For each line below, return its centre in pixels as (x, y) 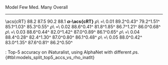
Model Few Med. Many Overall (37, 7)
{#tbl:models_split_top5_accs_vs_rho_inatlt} (50, 57)
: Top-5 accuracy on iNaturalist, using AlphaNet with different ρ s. (72, 52)
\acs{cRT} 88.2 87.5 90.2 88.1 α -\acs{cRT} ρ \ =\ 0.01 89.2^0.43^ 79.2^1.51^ (82, 21)
